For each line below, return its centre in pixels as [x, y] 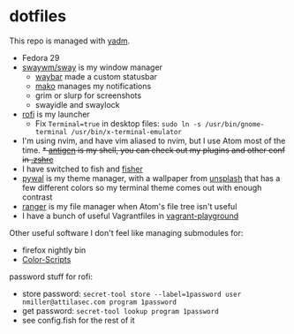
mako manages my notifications [93, 86]
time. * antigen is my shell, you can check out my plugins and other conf [153, 150]
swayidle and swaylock [77, 104]
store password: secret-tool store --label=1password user [132, 293]
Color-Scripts [46, 259]
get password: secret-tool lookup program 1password [120, 310]
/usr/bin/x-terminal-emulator [127, 132]
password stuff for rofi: [51, 277]
